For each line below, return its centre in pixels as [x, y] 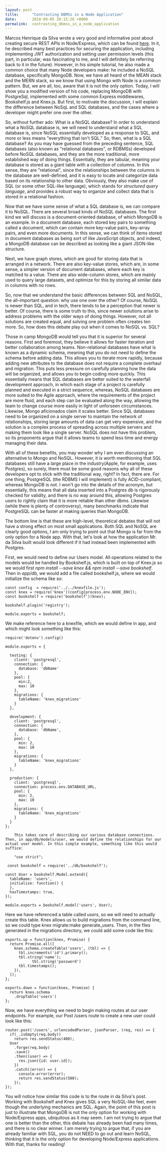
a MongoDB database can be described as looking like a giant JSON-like [80, 244]
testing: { [21, 656]
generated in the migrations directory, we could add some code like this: [79, 931]
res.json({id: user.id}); [45, 1061]
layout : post [19, 10]
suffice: [14, 848]
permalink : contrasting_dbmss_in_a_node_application [62, 24]
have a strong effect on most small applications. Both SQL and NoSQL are [81, 526]
